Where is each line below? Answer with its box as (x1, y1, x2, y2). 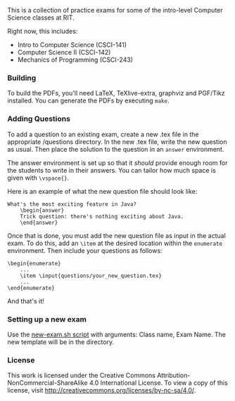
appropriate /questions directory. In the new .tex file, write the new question (7, 137, 227, 146)
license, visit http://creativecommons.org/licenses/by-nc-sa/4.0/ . (7, 386, 196, 395)
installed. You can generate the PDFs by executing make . (7, 96, 170, 105)
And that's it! (7, 296, 44, 305)
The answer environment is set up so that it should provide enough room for (7, 158, 228, 167)
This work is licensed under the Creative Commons (7, 372, 156, 380)
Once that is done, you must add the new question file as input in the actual (7, 231, 227, 239)
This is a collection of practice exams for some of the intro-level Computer (7, 6, 223, 14)
